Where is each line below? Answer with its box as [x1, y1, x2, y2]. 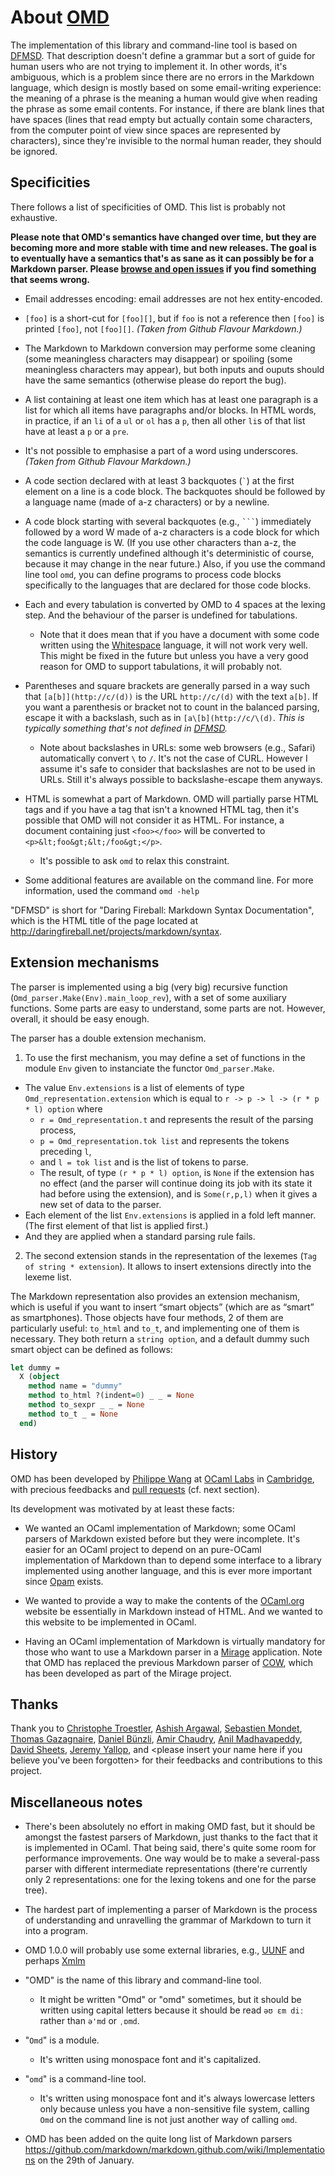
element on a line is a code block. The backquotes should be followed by [24, 485, 326, 497]
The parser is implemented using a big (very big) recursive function [10, 981, 288, 993]
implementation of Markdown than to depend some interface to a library [24, 1554, 322, 1566]
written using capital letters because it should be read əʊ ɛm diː [39, 2004, 305, 2016]
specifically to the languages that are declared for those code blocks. [24, 579, 312, 591]
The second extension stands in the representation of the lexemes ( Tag [24, 1249, 318, 1261]
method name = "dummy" [28, 1381, 123, 1391]
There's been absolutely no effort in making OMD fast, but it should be [24, 1821, 316, 1833]
